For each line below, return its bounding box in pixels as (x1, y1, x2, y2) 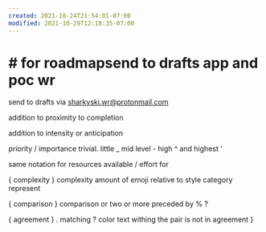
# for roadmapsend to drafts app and (8, 54, 259, 72)
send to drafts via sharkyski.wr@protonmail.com (8, 97, 169, 107)
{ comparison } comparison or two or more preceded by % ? (8, 199, 209, 209)
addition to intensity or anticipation (8, 128, 124, 138)
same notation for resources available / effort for (8, 160, 169, 169)
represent (8, 184, 41, 193)
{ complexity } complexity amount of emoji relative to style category (8, 175, 233, 185)
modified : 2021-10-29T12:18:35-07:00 (8, 19, 135, 27)
